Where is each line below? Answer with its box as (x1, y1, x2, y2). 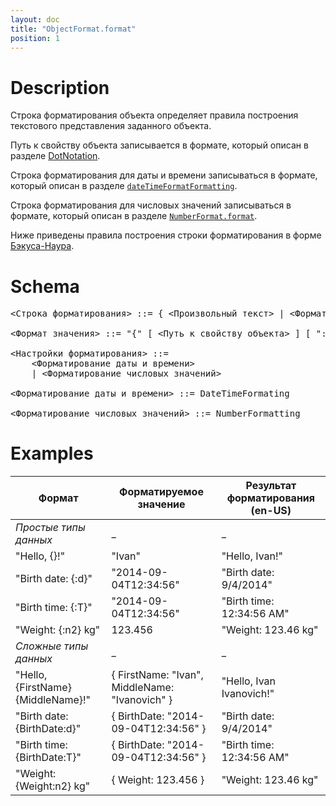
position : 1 (10, 33, 60, 43)
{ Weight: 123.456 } (111, 773, 205, 787)
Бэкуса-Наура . (10, 240, 75, 252)
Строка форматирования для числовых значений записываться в (10, 199, 292, 211)
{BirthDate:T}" (15, 751, 82, 765)
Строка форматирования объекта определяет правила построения (10, 109, 299, 121)
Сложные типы (15, 639, 89, 653)
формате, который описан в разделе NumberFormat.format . (10, 210, 258, 222)
